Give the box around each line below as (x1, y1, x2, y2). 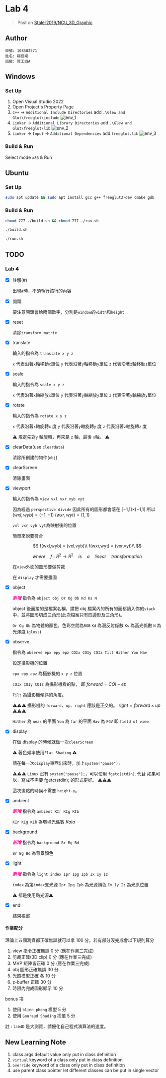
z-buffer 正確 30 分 (12, 979, 52, 985)
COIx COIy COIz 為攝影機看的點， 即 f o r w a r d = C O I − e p (12, 681, 127, 687)
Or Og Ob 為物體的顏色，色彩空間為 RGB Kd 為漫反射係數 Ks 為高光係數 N (12, 622, 156, 628)
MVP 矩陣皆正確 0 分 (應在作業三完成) (12, 960, 90, 966)
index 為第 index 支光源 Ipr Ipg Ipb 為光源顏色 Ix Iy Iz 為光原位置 (12, 881, 149, 887)
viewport (12, 485, 31, 491)
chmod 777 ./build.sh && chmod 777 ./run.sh (5, 218, 99, 223)
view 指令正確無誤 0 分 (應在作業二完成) (12, 948, 94, 954)
